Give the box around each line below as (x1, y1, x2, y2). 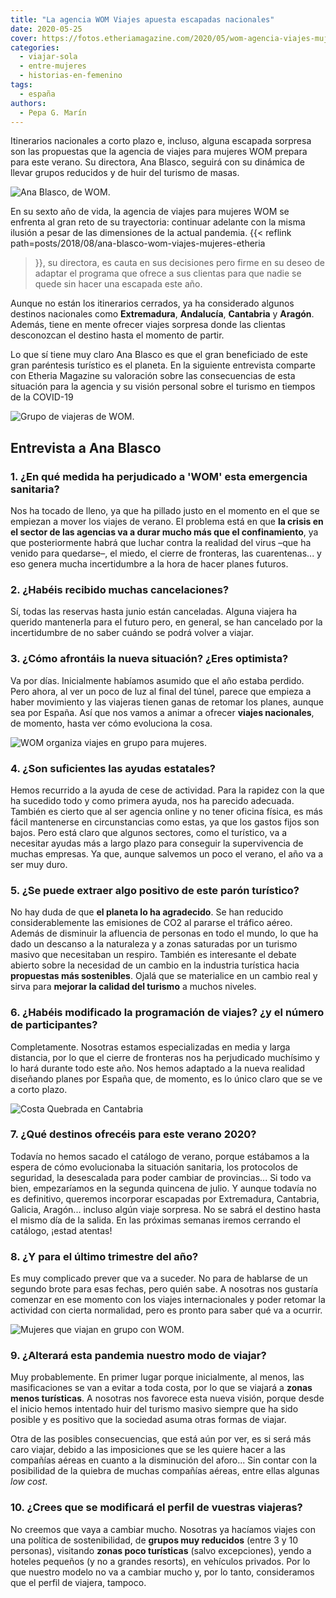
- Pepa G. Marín (19, 107, 87, 118)
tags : (10, 80, 33, 90)
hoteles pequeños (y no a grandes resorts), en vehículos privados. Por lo (10, 1555, 311, 1567)
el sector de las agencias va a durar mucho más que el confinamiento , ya (10, 526, 319, 538)
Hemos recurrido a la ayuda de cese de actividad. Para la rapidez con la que (10, 784, 325, 796)
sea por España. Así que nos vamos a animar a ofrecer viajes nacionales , (10, 706, 315, 718)
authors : (10, 98, 47, 108)
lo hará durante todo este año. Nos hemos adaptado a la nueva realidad (10, 1062, 306, 1074)
